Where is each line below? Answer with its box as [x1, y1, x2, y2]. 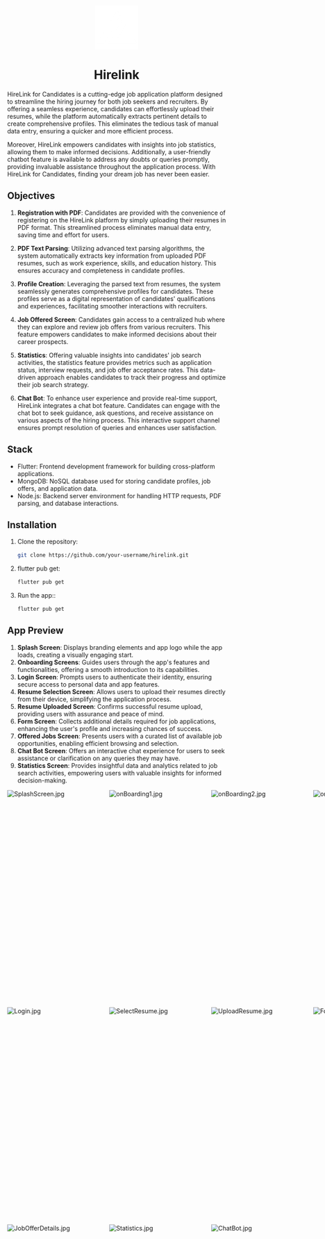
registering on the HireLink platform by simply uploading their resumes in [17, 215, 226, 224]
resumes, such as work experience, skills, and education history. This [17, 259, 217, 267]
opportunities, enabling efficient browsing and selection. [17, 739, 179, 748]
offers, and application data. [17, 484, 99, 493]
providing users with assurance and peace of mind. [17, 709, 165, 718]
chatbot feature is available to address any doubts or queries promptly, [7, 155, 210, 163]
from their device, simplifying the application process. [17, 695, 172, 703]
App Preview [7, 625, 64, 637]
